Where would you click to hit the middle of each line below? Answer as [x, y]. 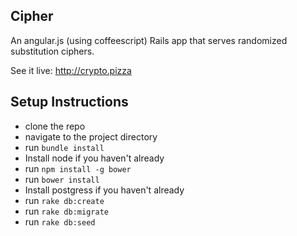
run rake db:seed [60, 221]
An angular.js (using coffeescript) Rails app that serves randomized [149, 40]
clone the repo [55, 126]
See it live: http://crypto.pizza [71, 70]
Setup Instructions [69, 102]
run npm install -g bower [78, 168]
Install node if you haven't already [94, 158]
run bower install [62, 179]
